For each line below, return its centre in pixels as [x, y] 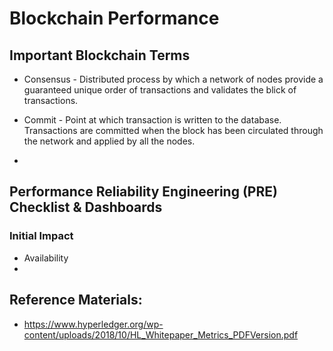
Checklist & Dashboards [86, 207]
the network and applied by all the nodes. [109, 141]
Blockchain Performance [114, 18]
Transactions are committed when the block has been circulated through [173, 130]
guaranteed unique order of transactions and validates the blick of [160, 90]
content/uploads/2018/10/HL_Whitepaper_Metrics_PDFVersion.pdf [161, 334]
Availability [46, 258]
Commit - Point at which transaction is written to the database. [152, 120]
